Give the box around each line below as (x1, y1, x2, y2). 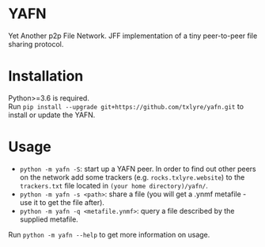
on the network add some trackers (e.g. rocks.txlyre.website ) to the (19, 172, 245, 182)
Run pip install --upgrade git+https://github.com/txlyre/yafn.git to (8, 101, 244, 111)
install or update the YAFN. (8, 110, 96, 120)
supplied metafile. (19, 215, 79, 224)
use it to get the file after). (19, 197, 105, 207)
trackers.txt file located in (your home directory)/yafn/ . (19, 180, 208, 190)
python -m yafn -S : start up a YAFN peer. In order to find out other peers (19, 164, 256, 173)
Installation (8, 67, 84, 85)
